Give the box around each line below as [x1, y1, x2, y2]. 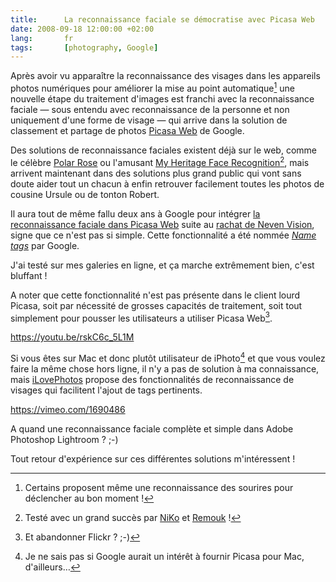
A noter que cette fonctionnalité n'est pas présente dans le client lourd [10, 289, 301, 301]
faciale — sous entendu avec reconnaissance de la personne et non [10, 103, 290, 115]
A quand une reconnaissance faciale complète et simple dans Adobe [10, 422, 294, 435]
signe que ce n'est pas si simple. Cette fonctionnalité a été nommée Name [10, 229, 317, 241]
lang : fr [10, 33, 74, 43]
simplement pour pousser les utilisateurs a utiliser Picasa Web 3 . [10, 310, 273, 324]
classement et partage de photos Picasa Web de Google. [10, 124, 245, 136]
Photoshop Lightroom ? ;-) [10, 433, 119, 445]
